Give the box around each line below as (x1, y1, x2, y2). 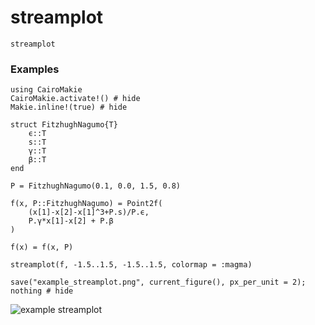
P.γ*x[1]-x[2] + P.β (28, 216, 114, 226)
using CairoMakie (10, 85, 83, 95)
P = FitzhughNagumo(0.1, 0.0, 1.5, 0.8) (10, 181, 182, 191)
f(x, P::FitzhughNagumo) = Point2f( (10, 199, 163, 209)
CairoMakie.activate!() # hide (10, 94, 141, 104)
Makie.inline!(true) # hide (10, 102, 128, 113)
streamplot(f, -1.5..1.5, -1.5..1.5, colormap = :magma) (10, 260, 253, 270)
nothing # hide (10, 286, 74, 296)
